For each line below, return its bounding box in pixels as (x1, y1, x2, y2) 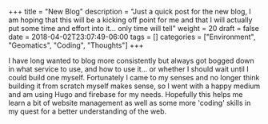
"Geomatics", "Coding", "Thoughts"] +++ (8, 41, 144, 50)
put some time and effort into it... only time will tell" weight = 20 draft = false (8, 24, 260, 33)
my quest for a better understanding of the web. (8, 107, 167, 116)
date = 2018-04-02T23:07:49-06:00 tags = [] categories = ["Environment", (8, 32, 256, 41)
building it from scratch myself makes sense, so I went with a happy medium (8, 81, 261, 91)
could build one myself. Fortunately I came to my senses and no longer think (8, 73, 260, 82)
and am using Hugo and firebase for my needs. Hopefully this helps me (8, 90, 243, 99)
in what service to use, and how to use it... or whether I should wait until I (8, 64, 250, 74)
